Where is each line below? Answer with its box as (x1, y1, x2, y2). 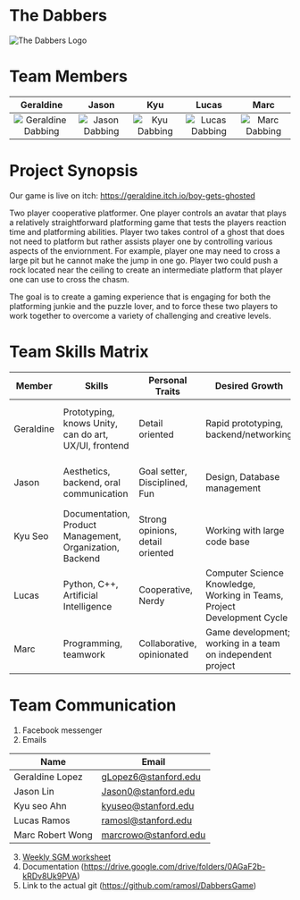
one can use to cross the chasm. (9, 273, 129, 284)
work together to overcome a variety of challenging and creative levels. (9, 310, 272, 321)
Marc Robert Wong (13, 829, 94, 841)
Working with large (204, 524, 285, 536)
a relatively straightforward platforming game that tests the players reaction (9, 216, 287, 228)
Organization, (62, 541, 120, 553)
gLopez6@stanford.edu (101, 770, 201, 783)
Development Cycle (204, 611, 288, 624)
